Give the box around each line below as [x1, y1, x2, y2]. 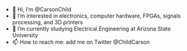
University [12, 32, 39, 39]
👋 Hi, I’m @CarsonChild [12, 6, 72, 13]
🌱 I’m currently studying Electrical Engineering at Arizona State [12, 25, 171, 32]
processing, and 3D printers [12, 19, 83, 25]
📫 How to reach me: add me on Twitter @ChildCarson [12, 38, 150, 46]
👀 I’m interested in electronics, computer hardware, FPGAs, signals [12, 12, 181, 19]
